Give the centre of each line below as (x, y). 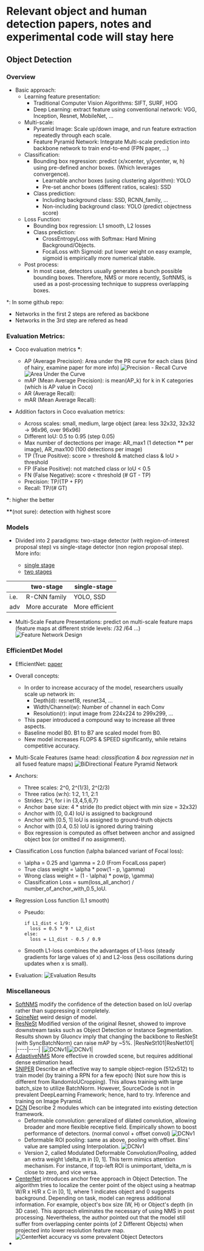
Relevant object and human (77, 11)
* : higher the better (30, 500)
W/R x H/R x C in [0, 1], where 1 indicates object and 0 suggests (95, 1192)
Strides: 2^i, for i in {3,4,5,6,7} (61, 800)
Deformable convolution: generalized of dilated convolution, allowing (110, 1121)
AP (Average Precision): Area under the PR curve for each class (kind (110, 361)
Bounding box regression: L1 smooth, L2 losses (92, 226)
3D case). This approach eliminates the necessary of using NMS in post (105, 1211)
